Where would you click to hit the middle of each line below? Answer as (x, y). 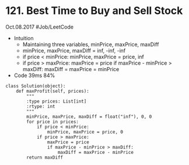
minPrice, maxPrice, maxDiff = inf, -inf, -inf (74, 50)
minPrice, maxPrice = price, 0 (85, 132)
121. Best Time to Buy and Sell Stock (94, 11)
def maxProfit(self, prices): (53, 91)
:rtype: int (41, 106)
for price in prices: (53, 122)
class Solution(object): (36, 86)
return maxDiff (45, 157)
